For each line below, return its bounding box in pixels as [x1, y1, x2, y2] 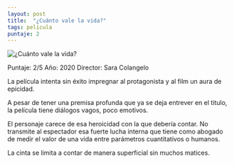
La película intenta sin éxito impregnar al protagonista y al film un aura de [7, 77, 222, 86]
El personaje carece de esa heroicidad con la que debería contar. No [7, 120, 208, 129]
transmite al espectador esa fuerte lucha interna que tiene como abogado [7, 127, 223, 136]
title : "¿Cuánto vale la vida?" [7, 17, 107, 24]
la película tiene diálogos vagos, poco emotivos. [7, 106, 149, 114]
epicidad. [7, 84, 35, 93]
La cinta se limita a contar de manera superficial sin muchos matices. [7, 148, 210, 157]
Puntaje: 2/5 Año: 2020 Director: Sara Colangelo [7, 63, 149, 72]
